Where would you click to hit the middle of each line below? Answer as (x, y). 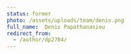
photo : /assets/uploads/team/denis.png (65, 20)
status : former (29, 14)
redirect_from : (29, 33)
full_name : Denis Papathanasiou (56, 27)
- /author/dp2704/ (40, 40)
